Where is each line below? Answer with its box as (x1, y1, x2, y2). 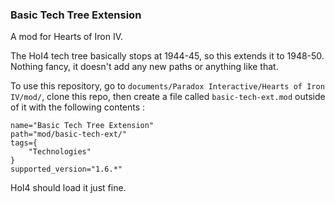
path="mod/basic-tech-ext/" (10, 129, 128, 140)
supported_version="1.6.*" (10, 164, 123, 175)
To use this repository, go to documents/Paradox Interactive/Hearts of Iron (10, 80, 325, 92)
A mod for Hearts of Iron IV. (10, 31, 123, 43)
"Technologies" (28, 147, 92, 157)
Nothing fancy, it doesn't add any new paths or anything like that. (10, 61, 279, 73)
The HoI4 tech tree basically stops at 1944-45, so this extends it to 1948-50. (10, 50, 325, 62)
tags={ (10, 138, 38, 148)
